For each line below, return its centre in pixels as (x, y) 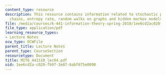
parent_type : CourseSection (34, 51)
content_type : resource (30, 10)
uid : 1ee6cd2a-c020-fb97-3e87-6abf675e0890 (51, 65)
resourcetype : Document (30, 56)
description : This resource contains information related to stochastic (82, 14)
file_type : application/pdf (34, 28)
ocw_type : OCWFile (24, 42)
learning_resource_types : (32, 33)
